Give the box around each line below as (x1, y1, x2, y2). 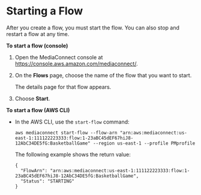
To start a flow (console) (6, 42, 68, 49)
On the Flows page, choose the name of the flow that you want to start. (14, 71, 192, 79)
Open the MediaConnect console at (14, 53, 103, 61)
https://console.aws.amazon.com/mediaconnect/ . (14, 60, 138, 67)
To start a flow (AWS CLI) (6, 106, 70, 113)
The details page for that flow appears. (14, 83, 112, 91)
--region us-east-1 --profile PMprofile (92, 140, 196, 146)
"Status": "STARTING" (20, 178, 75, 184)
